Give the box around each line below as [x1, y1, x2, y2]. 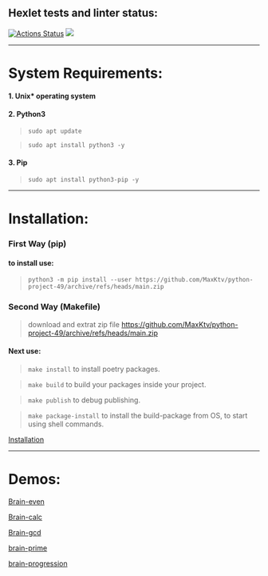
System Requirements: [8, 64, 164, 82]
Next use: [8, 346, 41, 356]
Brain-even [8, 496, 45, 506]
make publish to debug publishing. [27, 395, 141, 405]
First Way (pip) [8, 238, 67, 250]
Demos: [8, 470, 61, 488]
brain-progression [8, 558, 68, 568]
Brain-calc [8, 512, 42, 522]
